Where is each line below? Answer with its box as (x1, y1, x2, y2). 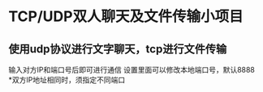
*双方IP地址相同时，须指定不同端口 (8, 75, 126, 85)
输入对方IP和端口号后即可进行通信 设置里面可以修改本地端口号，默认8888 (8, 65, 256, 74)
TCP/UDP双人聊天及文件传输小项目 (8, 7, 244, 26)
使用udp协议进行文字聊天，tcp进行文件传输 (8, 42, 227, 56)
